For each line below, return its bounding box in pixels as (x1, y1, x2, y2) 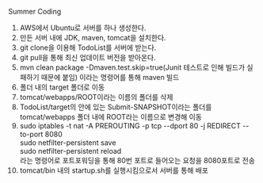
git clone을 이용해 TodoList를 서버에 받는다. (19, 43, 157, 52)
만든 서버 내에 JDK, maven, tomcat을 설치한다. (19, 33, 166, 42)
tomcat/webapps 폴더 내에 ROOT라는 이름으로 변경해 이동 (19, 112, 202, 121)
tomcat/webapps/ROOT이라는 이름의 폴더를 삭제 (19, 93, 173, 101)
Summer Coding (8, 7, 62, 16)
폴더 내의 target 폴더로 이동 (19, 82, 105, 92)
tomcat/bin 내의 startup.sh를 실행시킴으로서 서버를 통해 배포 (19, 166, 208, 175)
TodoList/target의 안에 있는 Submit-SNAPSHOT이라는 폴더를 (19, 102, 212, 112)
